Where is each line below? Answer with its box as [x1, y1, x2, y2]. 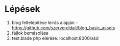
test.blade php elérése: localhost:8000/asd [11, 35, 99, 41]
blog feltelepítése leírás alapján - [11, 20, 78, 25]
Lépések [4, 3, 40, 15]
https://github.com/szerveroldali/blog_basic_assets [11, 24, 116, 30]
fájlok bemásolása [11, 30, 48, 36]
